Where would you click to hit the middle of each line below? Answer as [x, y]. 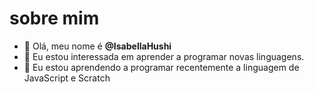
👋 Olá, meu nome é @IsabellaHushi [97, 46]
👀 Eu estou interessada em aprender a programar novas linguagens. [164, 56]
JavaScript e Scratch [67, 78]
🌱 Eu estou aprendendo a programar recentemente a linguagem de [161, 67]
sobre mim [54, 18]
